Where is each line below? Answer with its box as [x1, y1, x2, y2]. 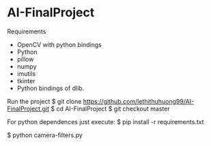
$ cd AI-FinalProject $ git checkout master [51, 104, 170, 113]
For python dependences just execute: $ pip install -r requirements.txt [7, 117, 204, 126]
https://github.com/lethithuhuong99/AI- [83, 97, 195, 105]
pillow [16, 55, 34, 63]
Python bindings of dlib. [16, 84, 85, 92]
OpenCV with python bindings [16, 40, 102, 48]
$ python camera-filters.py [7, 131, 83, 139]
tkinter [16, 76, 36, 85]
